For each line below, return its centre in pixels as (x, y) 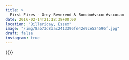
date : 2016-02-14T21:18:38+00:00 (41, 19)
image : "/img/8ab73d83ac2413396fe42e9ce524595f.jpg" (62, 29)
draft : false (19, 33)
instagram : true (22, 38)
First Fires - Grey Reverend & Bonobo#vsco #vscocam (67, 15)
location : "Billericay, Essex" (38, 24)
